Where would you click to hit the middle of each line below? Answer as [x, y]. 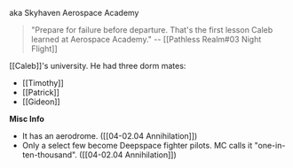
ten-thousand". [50, 155]
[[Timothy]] [43, 83]
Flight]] [44, 49]
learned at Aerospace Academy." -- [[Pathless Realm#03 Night [146, 39]
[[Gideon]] [41, 102]
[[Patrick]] [41, 92]
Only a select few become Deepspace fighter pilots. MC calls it [137, 145]
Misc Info [27, 119]
